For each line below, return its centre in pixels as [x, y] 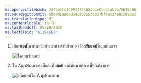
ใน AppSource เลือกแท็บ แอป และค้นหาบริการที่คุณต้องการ [61, 66]
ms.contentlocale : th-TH [30, 23]
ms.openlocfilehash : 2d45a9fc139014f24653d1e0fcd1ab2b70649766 [71, 10]
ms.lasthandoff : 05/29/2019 [34, 28]
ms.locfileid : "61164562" [31, 32]
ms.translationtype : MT [29, 19]
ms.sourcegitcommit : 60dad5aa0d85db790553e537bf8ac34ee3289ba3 [71, 14]
